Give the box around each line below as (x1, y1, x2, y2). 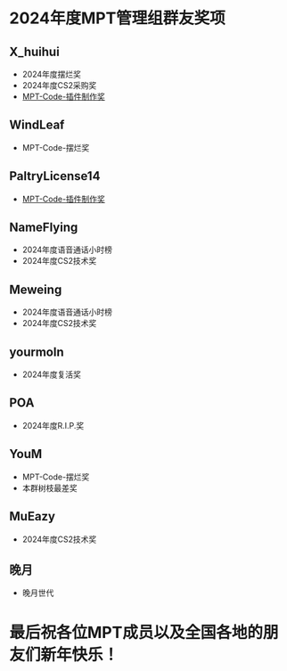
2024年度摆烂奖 (21, 69, 82, 79)
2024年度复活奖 (21, 369, 82, 380)
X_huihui (9, 44, 60, 59)
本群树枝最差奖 (21, 482, 78, 493)
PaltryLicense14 (9, 168, 101, 184)
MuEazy (9, 509, 56, 524)
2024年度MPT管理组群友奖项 (9, 8, 225, 29)
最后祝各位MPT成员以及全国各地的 (9, 622, 263, 642)
